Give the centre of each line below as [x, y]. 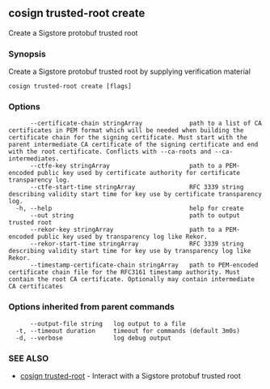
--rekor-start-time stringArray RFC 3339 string [137, 244]
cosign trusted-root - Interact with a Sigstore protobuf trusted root [130, 376]
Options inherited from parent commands [92, 307]
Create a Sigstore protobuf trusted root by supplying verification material [129, 71]
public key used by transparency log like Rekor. [122, 237]
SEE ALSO [29, 358]
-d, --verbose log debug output [94, 338]
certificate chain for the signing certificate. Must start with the [128, 138]
